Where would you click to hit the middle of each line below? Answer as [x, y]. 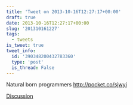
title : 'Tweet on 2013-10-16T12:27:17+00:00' [64, 12]
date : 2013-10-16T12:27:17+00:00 [48, 23]
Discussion [20, 96]
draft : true [21, 17]
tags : [13, 34]
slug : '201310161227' [33, 28]
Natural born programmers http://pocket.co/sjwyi [66, 85]
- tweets [22, 40]
